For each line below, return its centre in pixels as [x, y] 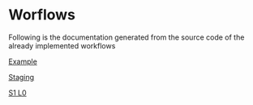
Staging [21, 77]
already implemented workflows [62, 45]
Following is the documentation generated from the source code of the [126, 37]
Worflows [42, 15]
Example [23, 61]
